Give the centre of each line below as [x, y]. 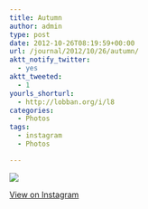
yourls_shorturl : [42, 93]
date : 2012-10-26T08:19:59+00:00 [72, 43]
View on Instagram [44, 195]
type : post [30, 34]
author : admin [36, 26]
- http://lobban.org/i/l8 [66, 102]
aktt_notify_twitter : [50, 60]
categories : [32, 110]
